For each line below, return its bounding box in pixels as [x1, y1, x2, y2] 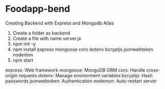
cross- [146, 67, 160, 73]
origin [5, 72, 18, 78]
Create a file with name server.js [12, 35, 81, 41]
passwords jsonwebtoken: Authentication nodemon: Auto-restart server [5, 78, 157, 84]
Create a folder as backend [12, 30, 71, 36]
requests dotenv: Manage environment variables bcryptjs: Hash [18, 72, 153, 78]
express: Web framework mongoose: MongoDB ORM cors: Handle [5, 67, 146, 73]
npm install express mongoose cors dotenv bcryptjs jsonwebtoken [12, 46, 154, 52]
